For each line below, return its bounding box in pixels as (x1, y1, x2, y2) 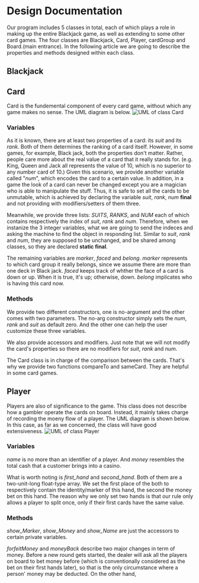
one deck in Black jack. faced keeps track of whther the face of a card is (7, 267, 184, 275)
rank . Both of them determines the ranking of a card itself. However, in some (7, 143, 193, 150)
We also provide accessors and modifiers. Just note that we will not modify (7, 339, 190, 346)
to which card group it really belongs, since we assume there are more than (7, 261, 191, 268)
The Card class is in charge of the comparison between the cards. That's (7, 357, 185, 364)
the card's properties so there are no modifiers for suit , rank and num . (7, 345, 178, 352)
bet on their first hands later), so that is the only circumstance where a (7, 564, 178, 571)
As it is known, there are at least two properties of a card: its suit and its (7, 137, 182, 144)
